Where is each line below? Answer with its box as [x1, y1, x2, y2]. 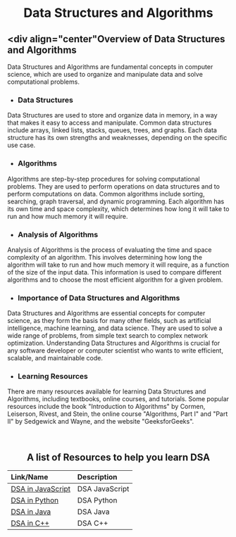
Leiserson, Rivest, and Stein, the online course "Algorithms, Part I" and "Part [7, 410, 228, 418]
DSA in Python [11, 495, 58, 505]
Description [77, 472, 118, 482]
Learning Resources [17, 372, 88, 381]
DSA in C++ [11, 519, 50, 529]
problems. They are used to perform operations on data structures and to [7, 182, 221, 191]
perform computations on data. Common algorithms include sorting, [7, 189, 205, 198]
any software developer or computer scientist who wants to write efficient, [7, 346, 224, 355]
